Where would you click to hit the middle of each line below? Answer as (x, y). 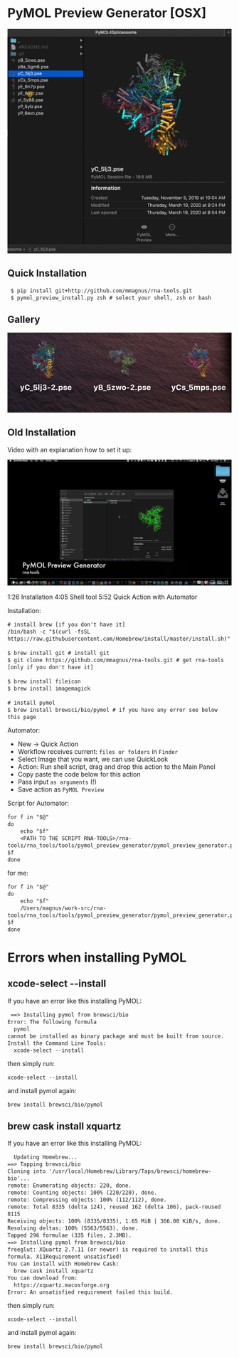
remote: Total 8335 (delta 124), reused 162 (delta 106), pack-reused (114, 1207)
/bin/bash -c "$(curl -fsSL (49, 632)
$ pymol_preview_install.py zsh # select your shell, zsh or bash (111, 298)
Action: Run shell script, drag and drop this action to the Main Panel (116, 767)
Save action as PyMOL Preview (61, 789)
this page (22, 717)
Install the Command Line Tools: (57, 1043)
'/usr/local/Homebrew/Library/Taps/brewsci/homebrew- (130, 1171)
